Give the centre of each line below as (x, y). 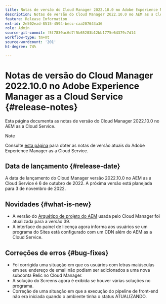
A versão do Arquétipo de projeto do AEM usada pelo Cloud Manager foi (86, 216)
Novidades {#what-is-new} (48, 204)
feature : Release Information (36, 19)
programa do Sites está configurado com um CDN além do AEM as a (82, 232)
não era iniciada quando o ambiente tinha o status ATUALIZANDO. (80, 296)
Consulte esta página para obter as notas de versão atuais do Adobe (75, 145)
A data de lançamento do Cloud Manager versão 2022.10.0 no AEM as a (78, 178)
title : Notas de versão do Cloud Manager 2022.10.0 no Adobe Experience (82, 10)
